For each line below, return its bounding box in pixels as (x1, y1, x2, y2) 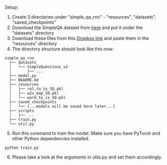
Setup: (5, 5, 19, 10)
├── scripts (9, 108, 35, 113)
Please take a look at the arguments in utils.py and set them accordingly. (12, 154, 162, 160)
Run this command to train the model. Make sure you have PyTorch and (12, 130, 160, 136)
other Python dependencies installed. (12, 135, 90, 141)
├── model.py (9, 73, 37, 78)
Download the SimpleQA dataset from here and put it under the (12, 25, 143, 31)
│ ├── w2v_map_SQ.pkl (9, 91, 59, 96)
